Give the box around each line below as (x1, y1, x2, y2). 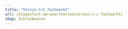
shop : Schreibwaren (5, 16, 46, 21)
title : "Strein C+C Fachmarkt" (5, 7, 70, 12)
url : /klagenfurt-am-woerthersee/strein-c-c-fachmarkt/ (5, 12, 123, 17)
